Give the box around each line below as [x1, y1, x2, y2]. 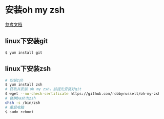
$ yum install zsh [5, 82, 42, 87]
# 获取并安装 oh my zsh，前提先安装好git [5, 87, 82, 92]
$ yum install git [5, 50, 42, 55]
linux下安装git [5, 37, 48, 45]
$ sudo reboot [5, 109, 34, 114]
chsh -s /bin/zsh [5, 100, 41, 105]
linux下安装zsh [5, 65, 51, 73]
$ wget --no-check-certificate [5, 91, 69, 96]
